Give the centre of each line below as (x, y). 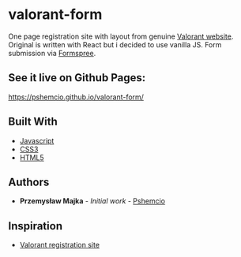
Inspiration (36, 226)
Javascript (37, 140)
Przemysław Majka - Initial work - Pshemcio (92, 201)
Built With (33, 122)
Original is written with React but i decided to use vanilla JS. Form (115, 44)
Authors (29, 182)
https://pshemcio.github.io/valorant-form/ (76, 97)
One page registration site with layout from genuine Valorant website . (121, 36)
